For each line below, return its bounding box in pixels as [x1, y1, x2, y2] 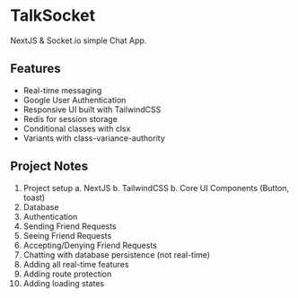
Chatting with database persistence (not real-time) [22, 249, 210, 260]
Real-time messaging [22, 84, 102, 95]
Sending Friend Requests [22, 221, 117, 232]
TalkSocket [10, 5, 96, 26]
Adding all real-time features [22, 259, 129, 269]
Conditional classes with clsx [22, 123, 131, 134]
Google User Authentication [22, 94, 127, 105]
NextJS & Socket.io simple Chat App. [10, 35, 147, 46]
